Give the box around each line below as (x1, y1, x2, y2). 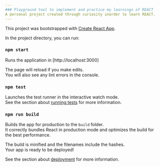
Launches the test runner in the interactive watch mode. (5, 94, 120, 100)
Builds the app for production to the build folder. (5, 122, 104, 128)
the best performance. (5, 132, 51, 138)
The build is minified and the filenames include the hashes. (5, 141, 125, 148)
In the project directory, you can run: (5, 35, 80, 41)
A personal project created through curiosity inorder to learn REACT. (5, 12, 156, 17)
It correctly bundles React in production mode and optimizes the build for (5, 127, 154, 133)
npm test (5, 84, 26, 90)
